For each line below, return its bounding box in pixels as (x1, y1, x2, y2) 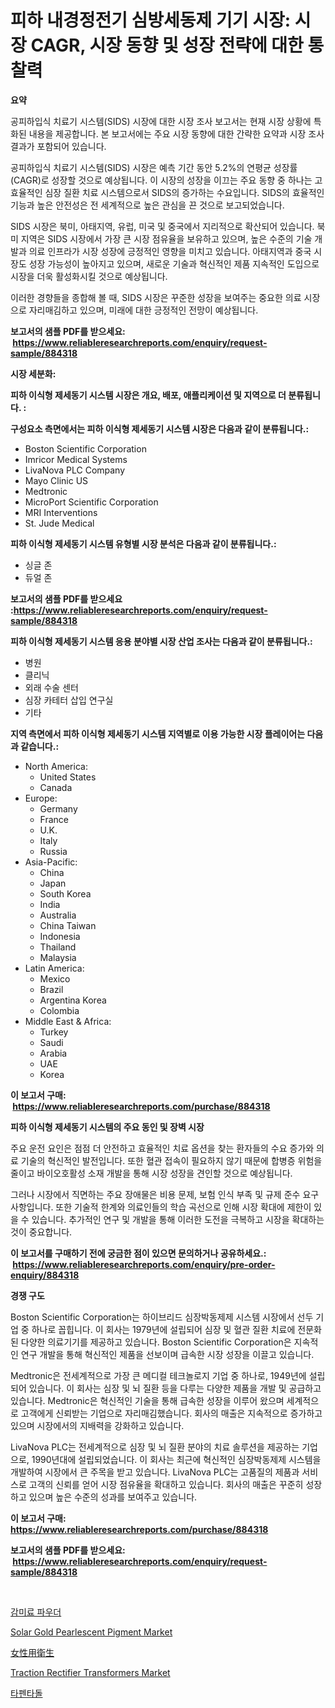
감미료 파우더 (10, 1606, 62, 1618)
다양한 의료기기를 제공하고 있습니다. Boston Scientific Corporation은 (20, 1336, 292, 1348)
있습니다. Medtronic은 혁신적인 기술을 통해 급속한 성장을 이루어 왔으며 (10, 1394, 285, 1406)
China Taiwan (39, 919, 97, 931)
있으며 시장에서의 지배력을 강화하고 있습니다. (10, 1419, 185, 1431)
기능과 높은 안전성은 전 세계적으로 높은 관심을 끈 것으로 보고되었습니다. (10, 199, 285, 211)
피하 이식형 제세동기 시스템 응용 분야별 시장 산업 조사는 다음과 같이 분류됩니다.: (10, 635, 313, 647)
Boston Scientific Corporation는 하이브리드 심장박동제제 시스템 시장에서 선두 (10, 1311, 314, 1323)
